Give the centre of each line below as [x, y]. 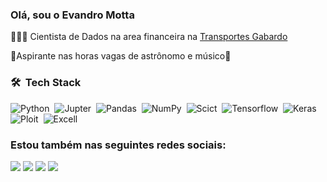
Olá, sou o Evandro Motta [72, 15]
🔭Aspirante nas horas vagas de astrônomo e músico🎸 [121, 56]
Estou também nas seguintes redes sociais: [118, 145]
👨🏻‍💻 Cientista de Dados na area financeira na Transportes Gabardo [149, 37]
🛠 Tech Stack [46, 83]
